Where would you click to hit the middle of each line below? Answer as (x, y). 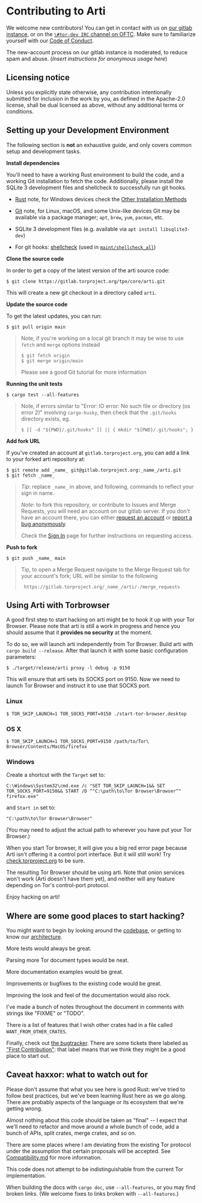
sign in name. (38, 493)
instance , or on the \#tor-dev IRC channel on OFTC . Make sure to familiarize (101, 34)
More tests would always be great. (49, 949)
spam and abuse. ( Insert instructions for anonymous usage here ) (87, 58)
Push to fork (22, 547)
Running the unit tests (35, 383)
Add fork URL (23, 441)
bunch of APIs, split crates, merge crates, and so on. (71, 1133)
